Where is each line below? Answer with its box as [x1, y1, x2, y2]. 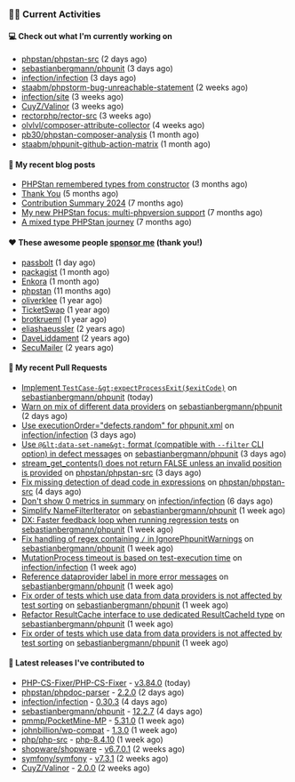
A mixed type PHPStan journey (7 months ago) [20, 217, 192, 228]
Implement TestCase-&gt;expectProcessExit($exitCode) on [20, 382, 237, 392]
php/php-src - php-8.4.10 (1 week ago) [20, 734, 163, 745]
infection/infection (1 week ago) [20, 561, 137, 572]
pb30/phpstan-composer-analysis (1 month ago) [20, 129, 200, 141]
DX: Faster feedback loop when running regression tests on [20, 514, 240, 525]
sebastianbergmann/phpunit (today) [20, 391, 154, 402]
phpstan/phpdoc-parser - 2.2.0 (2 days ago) [20, 687, 185, 697]
